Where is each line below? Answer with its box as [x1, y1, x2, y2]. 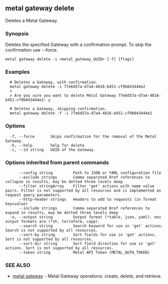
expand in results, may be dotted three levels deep [5, 210, 119, 215]
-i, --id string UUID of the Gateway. [10, 147, 96, 152]
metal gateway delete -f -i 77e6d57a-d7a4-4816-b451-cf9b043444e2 [10, 111, 152, 116]
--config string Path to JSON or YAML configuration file [18, 170, 161, 175]
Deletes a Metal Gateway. [5, 17, 59, 23]
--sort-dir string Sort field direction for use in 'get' [18, 241, 157, 246]
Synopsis [5, 30, 29, 37]
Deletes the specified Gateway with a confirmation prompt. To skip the [5, 41, 152, 48]
